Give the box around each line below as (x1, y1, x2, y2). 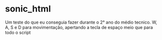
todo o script (5, 29, 31, 35)
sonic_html (5, 3, 51, 14)
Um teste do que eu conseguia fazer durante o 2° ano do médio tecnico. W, (5, 19, 158, 25)
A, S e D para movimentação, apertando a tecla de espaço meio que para (5, 24, 153, 30)
